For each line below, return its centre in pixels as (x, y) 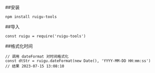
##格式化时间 (19, 46)
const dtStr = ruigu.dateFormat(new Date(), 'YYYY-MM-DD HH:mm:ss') (78, 61)
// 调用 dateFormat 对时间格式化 (37, 56)
